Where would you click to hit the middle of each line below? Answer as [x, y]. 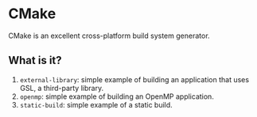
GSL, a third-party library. [62, 88]
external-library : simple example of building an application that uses [134, 79]
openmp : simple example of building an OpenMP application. [117, 96]
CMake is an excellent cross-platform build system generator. [109, 36]
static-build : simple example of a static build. [96, 104]
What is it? [35, 60]
